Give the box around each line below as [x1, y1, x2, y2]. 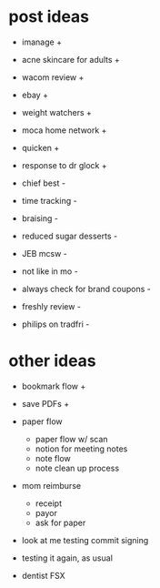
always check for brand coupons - [21, 283, 151, 294]
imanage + [21, 36, 63, 47]
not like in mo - [21, 266, 78, 277]
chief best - [21, 177, 65, 188]
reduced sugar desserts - [21, 230, 118, 241]
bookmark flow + [21, 380, 86, 391]
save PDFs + [21, 398, 70, 409]
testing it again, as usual [21, 553, 113, 563]
